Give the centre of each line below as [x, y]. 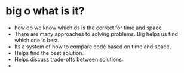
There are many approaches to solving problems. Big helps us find [96, 34]
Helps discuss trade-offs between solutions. [69, 59]
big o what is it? [45, 11]
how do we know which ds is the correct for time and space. [89, 28]
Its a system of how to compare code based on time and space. [93, 47]
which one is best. [37, 40]
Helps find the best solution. [49, 53]
